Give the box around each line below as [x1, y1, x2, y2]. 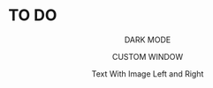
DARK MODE [124, 34, 171, 45]
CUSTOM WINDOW [111, 51, 184, 62]
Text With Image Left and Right [91, 68, 204, 79]
